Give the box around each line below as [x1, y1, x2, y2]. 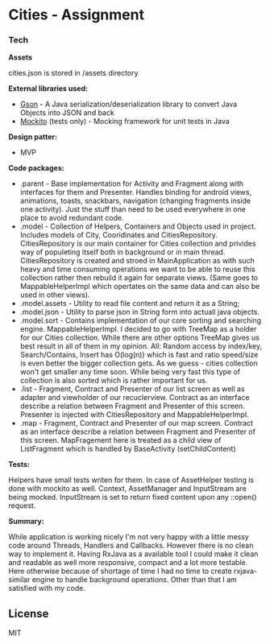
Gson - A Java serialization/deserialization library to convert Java [19, 99, 238, 109]
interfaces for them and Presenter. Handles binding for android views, [19, 188, 252, 197]
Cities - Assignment [8, 6, 145, 24]
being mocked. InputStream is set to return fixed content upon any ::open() [8, 493, 257, 502]
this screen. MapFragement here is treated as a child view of [19, 436, 222, 445]
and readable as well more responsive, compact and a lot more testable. [8, 558, 248, 568]
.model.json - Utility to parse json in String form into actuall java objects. [19, 308, 260, 317]
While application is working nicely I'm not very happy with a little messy [8, 532, 250, 542]
